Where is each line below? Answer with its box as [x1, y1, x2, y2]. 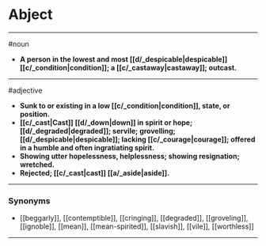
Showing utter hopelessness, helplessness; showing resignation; [19, 151, 240, 161]
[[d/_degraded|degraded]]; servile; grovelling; [19, 126, 176, 135]
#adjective [8, 85, 43, 95]
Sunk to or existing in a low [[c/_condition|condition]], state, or [19, 100, 230, 110]
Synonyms [8, 195, 51, 206]
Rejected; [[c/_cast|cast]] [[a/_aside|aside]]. [19, 168, 170, 177]
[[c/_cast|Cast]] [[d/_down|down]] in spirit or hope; [19, 117, 192, 127]
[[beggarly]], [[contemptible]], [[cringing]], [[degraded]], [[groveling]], [19, 214, 249, 223]
